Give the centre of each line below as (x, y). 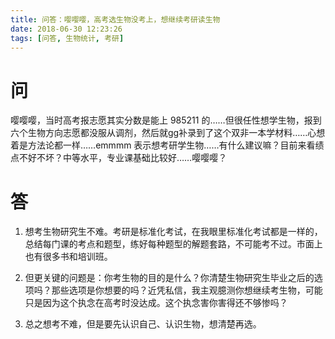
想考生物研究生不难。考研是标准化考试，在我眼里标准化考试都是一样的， (173, 232)
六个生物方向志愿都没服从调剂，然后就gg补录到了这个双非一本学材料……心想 (168, 133)
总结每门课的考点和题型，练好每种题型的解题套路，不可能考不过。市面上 (173, 244)
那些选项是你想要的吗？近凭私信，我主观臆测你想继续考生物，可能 (187, 290)
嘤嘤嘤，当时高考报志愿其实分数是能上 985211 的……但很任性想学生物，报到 (166, 120)
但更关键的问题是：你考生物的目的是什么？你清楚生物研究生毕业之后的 (169, 278)
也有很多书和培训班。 (68, 257)
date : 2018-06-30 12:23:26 (66, 29)
